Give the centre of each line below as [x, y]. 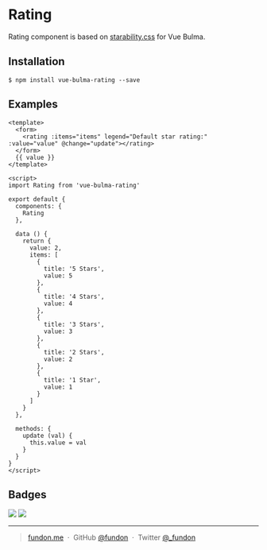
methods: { [33, 428]
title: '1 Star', [72, 380]
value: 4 [58, 304]
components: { [39, 206]
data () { [31, 234]
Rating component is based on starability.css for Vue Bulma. [107, 37]
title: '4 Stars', [74, 296]
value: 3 [58, 331]
